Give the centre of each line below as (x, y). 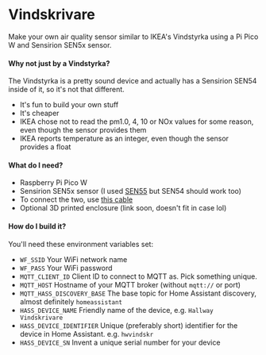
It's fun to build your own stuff (69, 105)
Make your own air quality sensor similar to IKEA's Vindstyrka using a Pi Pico (133, 37)
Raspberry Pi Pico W (53, 183)
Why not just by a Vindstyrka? (59, 63)
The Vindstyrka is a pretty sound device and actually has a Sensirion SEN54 (133, 81)
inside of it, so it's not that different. (66, 90)
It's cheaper (39, 114)
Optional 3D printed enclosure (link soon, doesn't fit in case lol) (123, 208)
